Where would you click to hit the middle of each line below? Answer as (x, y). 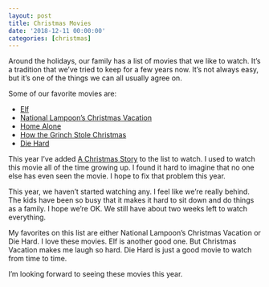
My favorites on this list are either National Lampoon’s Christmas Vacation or (134, 233)
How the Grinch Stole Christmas (73, 135)
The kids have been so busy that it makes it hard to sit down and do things (131, 200)
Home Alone (41, 126)
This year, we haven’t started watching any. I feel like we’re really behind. (129, 192)
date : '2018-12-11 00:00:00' (57, 31)
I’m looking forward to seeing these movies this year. (96, 274)
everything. (27, 217)
